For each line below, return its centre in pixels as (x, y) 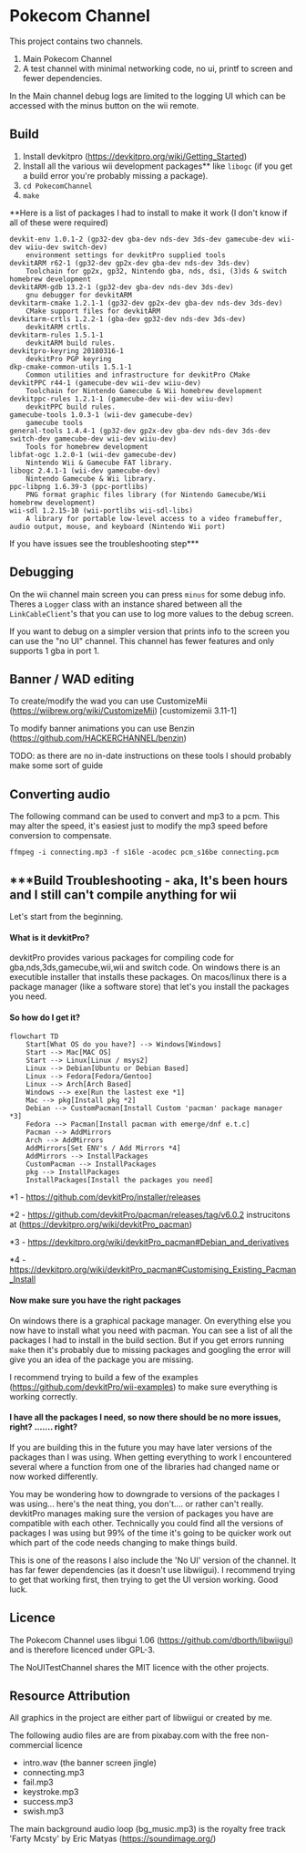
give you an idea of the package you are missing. (102, 1359)
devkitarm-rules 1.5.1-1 (56, 335)
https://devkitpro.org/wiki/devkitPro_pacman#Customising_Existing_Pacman (153, 1270)
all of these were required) (59, 222)
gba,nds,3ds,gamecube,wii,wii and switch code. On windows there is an (145, 967)
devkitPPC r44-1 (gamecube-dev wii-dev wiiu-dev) (106, 383)
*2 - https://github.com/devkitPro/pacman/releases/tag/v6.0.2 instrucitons (150, 1215)
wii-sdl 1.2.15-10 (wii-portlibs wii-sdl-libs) (102, 510)
